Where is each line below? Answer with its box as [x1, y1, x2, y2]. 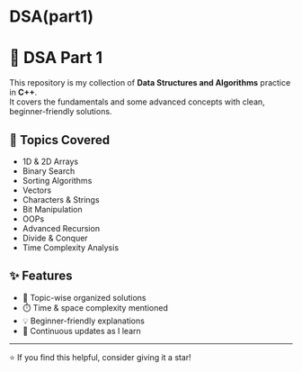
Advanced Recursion [22, 222, 101, 233]
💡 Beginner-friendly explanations [22, 315, 146, 326]
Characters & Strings [22, 194, 101, 204]
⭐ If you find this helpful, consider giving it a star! [9, 351, 191, 362]
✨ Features [9, 268, 73, 284]
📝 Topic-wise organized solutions [22, 292, 147, 303]
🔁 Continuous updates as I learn [22, 325, 141, 336]
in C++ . [9, 87, 38, 98]
